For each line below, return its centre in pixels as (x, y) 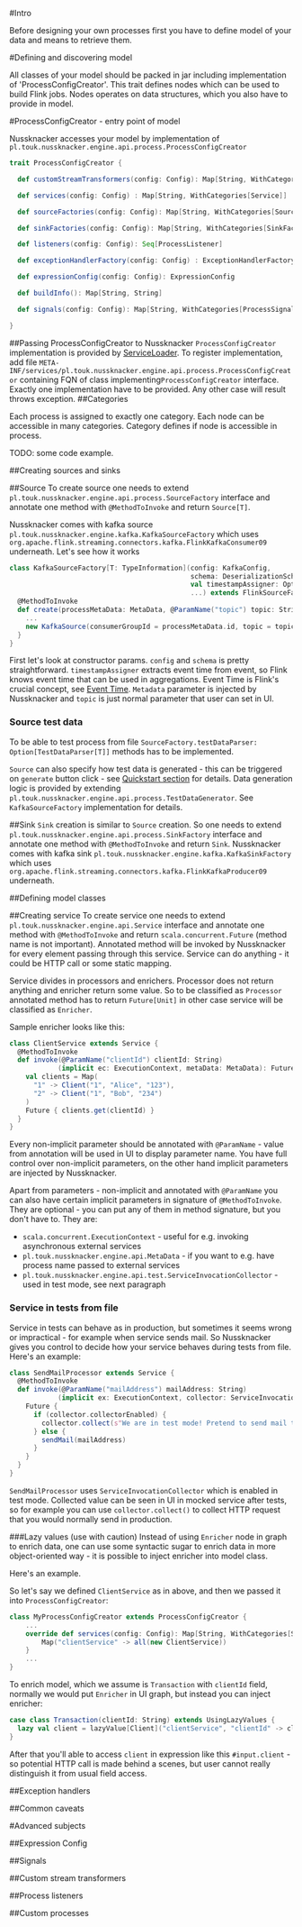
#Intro (20, 13)
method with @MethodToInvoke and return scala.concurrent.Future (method (148, 934)
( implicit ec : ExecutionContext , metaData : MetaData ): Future (176, 1069)
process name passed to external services (101, 1265)
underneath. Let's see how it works (75, 551)
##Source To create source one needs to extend (99, 488)
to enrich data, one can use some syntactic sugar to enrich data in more (142, 1546)
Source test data (46, 722)
